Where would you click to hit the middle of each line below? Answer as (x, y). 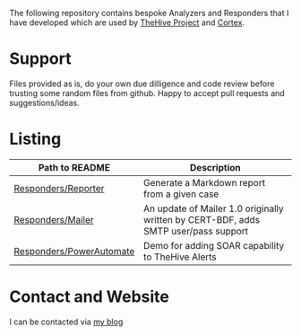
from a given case (181, 194)
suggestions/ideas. (45, 102)
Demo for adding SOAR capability (214, 245)
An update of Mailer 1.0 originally (213, 208)
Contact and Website (90, 297)
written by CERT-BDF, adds (202, 219)
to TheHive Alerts (180, 257)
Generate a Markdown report (204, 182)
